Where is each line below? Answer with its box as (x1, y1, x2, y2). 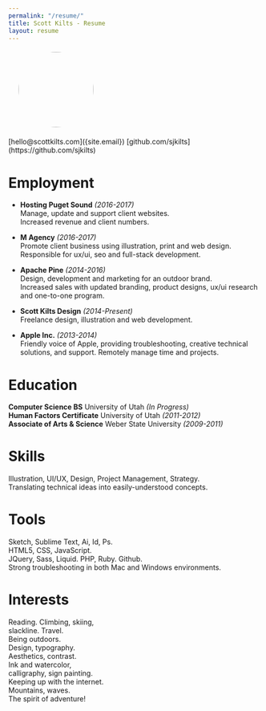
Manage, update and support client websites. (19, 209, 170, 218)
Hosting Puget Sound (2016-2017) (19, 200, 135, 209)
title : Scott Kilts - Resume (8, 19, 106, 27)
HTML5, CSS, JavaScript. (8, 546, 92, 555)
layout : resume (8, 26, 59, 35)
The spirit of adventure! (8, 694, 87, 704)
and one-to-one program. (19, 290, 105, 301)
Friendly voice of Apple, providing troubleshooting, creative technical (19, 339, 248, 349)
